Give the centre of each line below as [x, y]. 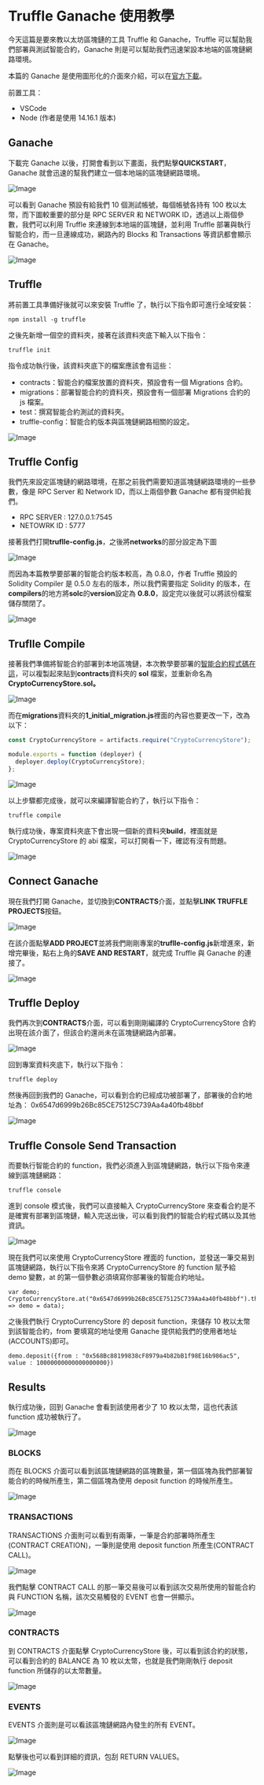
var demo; [24, 1292]
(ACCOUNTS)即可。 [40, 1341]
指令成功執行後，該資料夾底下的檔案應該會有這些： [91, 365]
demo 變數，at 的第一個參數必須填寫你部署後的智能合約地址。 [108, 1277]
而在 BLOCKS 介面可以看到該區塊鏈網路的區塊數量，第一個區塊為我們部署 [127, 1471]
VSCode [33, 108]
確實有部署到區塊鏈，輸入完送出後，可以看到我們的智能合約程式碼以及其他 [135, 1216]
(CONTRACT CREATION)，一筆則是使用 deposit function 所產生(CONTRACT [131, 1545]
